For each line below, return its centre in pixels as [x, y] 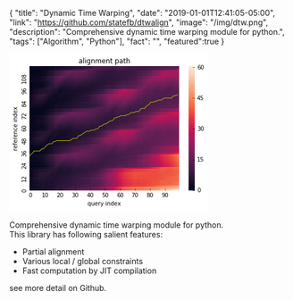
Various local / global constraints [83, 261]
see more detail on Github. [58, 288]
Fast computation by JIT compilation [89, 271]
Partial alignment [53, 252]
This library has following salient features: [86, 234]
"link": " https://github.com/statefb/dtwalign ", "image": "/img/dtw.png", [139, 22]
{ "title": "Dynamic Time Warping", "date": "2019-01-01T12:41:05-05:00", [142, 13]
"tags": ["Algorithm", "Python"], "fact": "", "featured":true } [117, 41]
